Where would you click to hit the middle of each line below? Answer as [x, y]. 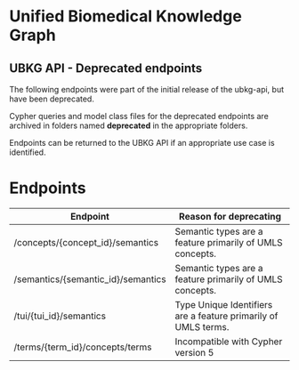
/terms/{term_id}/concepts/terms [83, 347]
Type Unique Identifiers [224, 304]
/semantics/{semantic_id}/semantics [90, 279]
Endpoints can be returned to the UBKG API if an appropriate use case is [142, 143]
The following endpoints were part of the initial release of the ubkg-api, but [147, 89]
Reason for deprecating [230, 216]
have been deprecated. [52, 99]
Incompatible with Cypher [229, 342]
